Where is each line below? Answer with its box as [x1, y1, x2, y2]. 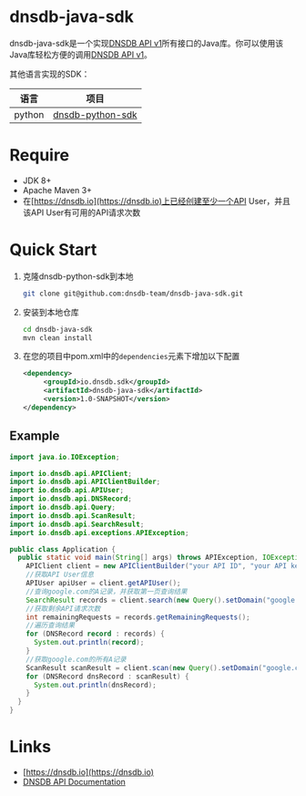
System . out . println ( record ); [33, 638, 145, 647]
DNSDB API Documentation [22, 776, 126, 787]
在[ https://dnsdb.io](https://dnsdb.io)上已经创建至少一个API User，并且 [22, 195, 291, 206]
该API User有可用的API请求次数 [22, 207, 141, 218]
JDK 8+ [22, 175, 52, 186]
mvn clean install [22, 333, 93, 343]
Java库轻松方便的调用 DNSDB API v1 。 [9, 48, 153, 60]
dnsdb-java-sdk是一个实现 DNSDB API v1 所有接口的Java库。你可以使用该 [9, 37, 284, 48]
